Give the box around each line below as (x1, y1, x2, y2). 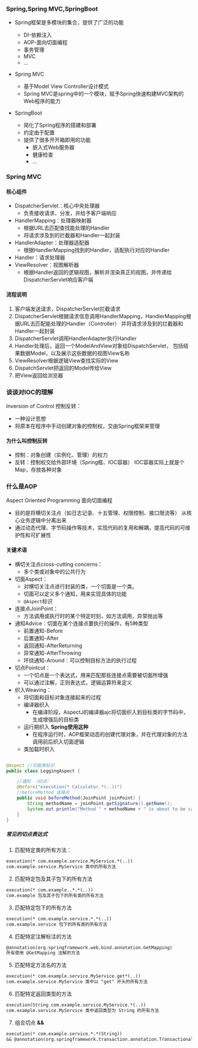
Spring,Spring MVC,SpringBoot (6, 5, 98, 13)
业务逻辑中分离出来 (19, 517, 67, 524)
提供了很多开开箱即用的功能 (23, 137, 91, 144)
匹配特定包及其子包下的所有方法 (14, 875, 93, 882)
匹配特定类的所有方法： (14, 846, 72, 853)
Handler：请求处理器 (14, 254, 65, 261)
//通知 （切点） (16, 778, 51, 785)
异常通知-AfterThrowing (23, 649, 81, 656)
